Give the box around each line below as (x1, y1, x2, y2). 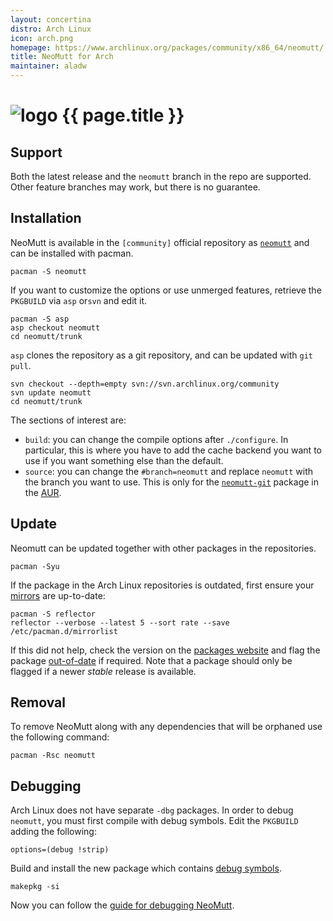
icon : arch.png (10, 33, 74, 43)
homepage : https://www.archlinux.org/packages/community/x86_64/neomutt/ (10, 42, 325, 53)
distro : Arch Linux (10, 24, 92, 34)
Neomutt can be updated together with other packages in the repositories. (10, 542, 317, 554)
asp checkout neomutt (10, 322, 101, 333)
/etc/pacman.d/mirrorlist (10, 626, 118, 636)
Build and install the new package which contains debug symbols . (10, 862, 282, 875)
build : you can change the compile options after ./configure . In (24, 433, 289, 445)
